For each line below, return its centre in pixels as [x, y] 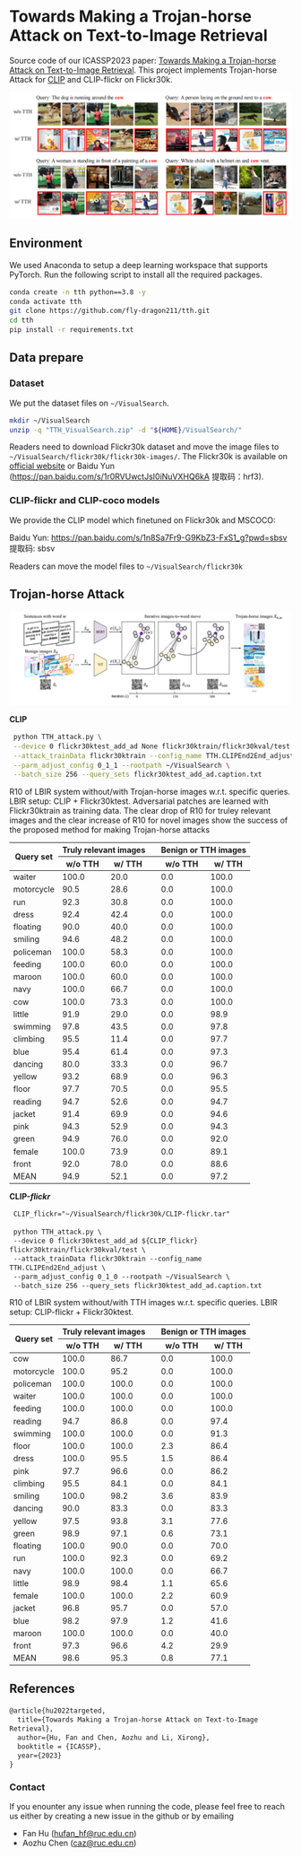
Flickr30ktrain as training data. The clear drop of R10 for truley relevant [140, 811]
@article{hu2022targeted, [57, 1711]
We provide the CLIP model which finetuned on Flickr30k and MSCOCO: [142, 520]
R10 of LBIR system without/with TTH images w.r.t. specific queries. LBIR [143, 1302]
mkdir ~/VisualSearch [50, 420]
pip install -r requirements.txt [72, 330]
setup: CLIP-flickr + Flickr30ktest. [72, 1312]
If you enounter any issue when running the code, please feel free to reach [147, 1806]
